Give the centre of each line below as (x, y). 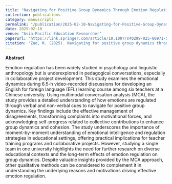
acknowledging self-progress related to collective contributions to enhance (84, 122)
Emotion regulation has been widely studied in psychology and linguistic (81, 67)
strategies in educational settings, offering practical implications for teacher (85, 138)
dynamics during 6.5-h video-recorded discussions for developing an (79, 84)
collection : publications (33, 15)
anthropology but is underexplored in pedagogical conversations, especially (85, 73)
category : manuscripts (29, 19)
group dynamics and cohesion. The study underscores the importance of (82, 127)
